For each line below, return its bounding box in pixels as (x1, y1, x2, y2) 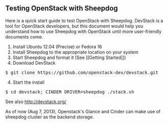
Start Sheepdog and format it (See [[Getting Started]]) (12, 54, 126, 60)
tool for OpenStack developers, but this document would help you (5, 23, 144, 29)
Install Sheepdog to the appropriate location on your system (12, 49, 138, 55)
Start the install (12, 79, 45, 85)
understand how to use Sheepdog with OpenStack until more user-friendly (5, 28, 162, 35)
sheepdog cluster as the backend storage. (5, 114, 94, 120)
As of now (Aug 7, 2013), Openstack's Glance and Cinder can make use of (5, 108, 161, 114)
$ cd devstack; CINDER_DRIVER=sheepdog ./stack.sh (5, 89, 134, 95)
